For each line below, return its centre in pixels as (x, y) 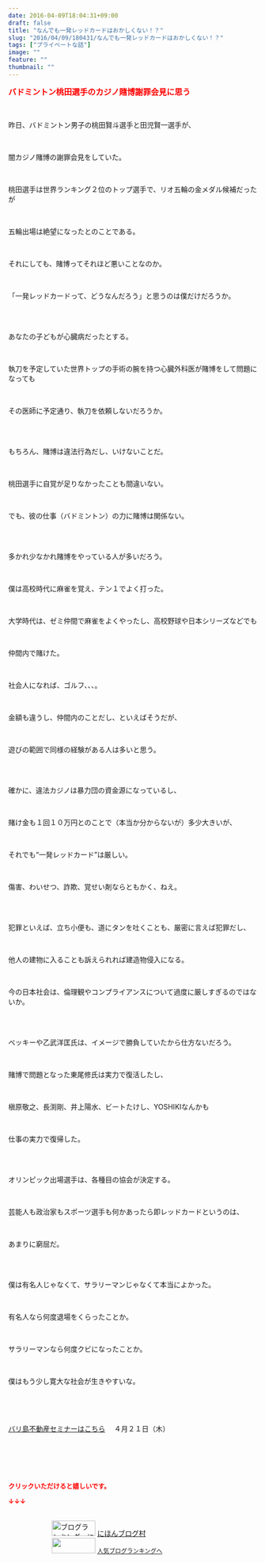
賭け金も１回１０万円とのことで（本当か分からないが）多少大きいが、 (123, 822)
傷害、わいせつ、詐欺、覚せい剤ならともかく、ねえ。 (95, 887)
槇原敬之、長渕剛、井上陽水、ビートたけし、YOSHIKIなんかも (109, 1106)
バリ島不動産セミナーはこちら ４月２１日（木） (89, 1428)
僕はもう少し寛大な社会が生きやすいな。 (74, 1381)
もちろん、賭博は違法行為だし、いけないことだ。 (88, 451)
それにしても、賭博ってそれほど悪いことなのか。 (87, 263)
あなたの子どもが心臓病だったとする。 (70, 336)
